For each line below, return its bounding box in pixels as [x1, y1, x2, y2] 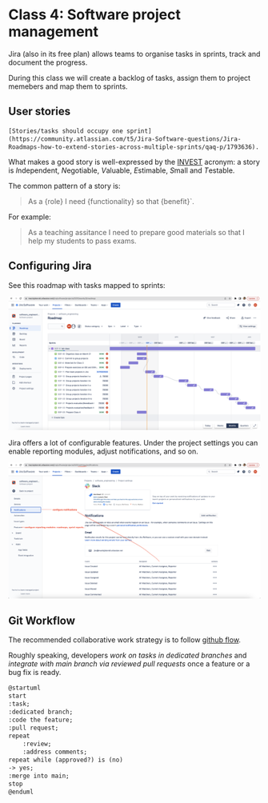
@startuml [8, 684, 42, 693]
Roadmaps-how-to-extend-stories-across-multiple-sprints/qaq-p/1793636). [8, 142, 260, 151]
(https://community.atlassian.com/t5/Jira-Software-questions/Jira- [8, 134, 242, 143]
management [8, 22, 98, 41]
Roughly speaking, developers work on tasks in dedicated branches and [8, 650, 247, 661]
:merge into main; [8, 772, 70, 781]
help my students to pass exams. [27, 236, 138, 246]
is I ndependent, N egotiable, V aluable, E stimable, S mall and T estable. [8, 166, 235, 175]
